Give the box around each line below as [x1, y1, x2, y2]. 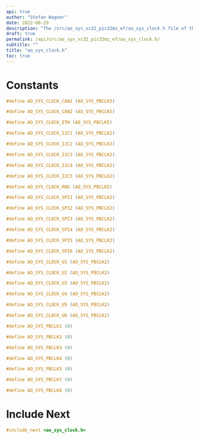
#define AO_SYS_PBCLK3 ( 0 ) [6, 345, 73, 350]
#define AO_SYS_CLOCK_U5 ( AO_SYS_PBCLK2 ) [6, 302, 110, 308]
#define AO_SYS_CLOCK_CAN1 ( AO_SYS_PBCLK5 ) [6, 98, 115, 104]
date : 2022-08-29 [6, 20, 49, 26]
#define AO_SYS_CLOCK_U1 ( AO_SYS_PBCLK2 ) [6, 259, 110, 265]
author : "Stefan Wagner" [6, 14, 68, 20]
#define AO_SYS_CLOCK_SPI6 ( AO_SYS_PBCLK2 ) [6, 248, 115, 254]
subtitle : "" [6, 42, 38, 48]
